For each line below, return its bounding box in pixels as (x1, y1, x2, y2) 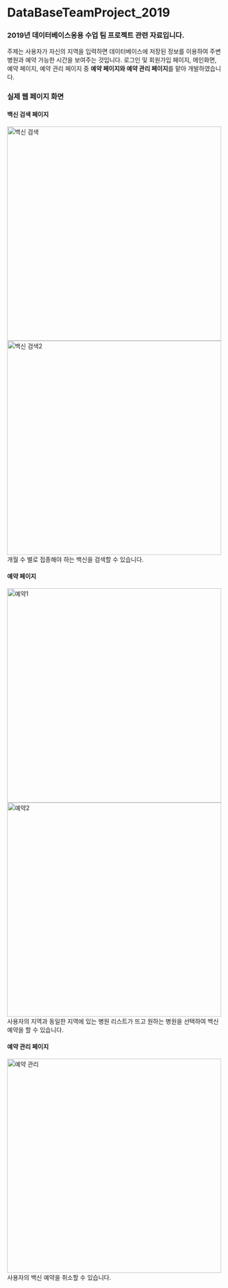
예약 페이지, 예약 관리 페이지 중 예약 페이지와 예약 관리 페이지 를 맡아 (7, 64, 187, 73)
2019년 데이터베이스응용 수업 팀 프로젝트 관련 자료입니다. (7, 31, 185, 40)
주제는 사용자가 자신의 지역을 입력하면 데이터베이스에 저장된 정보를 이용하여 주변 (7, 47, 221, 56)
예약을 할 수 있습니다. (7, 1025, 64, 1034)
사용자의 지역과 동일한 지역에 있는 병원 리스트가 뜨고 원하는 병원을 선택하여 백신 (7, 1017, 219, 1025)
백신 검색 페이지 (7, 110, 49, 118)
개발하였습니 (188, 64, 221, 73)
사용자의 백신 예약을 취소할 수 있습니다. (7, 1274, 112, 1282)
